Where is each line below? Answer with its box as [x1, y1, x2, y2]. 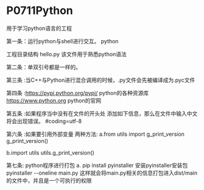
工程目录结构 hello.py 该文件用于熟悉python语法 [6, 50, 127, 58]
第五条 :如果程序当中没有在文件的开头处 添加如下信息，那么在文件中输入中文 [6, 110, 198, 117]
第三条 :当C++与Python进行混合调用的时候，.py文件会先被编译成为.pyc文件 [6, 76, 195, 83]
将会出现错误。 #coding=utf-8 [6, 117, 82, 125]
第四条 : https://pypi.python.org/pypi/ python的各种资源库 [6, 89, 149, 96]
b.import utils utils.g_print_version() [6, 149, 94, 156]
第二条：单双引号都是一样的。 [6, 63, 81, 71]
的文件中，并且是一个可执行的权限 [6, 177, 92, 184]
